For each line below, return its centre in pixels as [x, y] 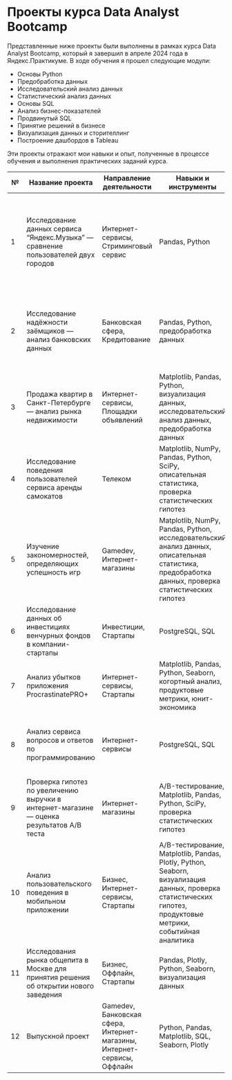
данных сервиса [54, 228]
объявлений [122, 420]
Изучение [43, 546]
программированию [61, 757]
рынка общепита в [57, 960]
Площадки [119, 411]
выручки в [44, 799]
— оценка [43, 816]
